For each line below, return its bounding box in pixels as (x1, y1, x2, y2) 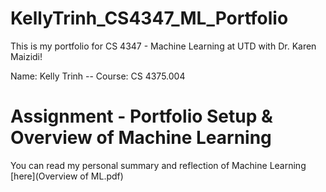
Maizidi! (10, 50, 43, 62)
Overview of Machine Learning (10, 127, 272, 149)
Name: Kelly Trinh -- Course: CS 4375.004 (10, 70, 186, 82)
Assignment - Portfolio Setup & (10, 105, 273, 128)
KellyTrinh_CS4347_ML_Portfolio (10, 7, 289, 30)
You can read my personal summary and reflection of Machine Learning (10, 159, 307, 171)
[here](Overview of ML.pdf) (10, 170, 124, 182)
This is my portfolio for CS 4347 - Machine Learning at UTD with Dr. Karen (10, 40, 317, 52)
